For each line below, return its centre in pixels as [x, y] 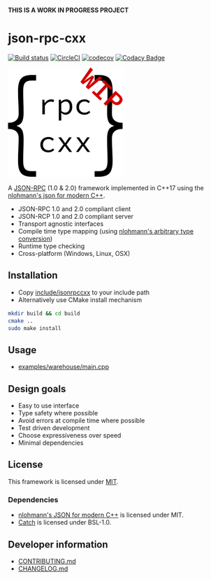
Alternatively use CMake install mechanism [80, 299]
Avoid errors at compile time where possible [81, 420]
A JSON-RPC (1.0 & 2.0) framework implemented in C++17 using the [106, 187]
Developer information [58, 544]
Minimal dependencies [51, 443]
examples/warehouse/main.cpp [64, 367]
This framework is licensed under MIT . [63, 481]
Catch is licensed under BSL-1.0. [65, 522]
